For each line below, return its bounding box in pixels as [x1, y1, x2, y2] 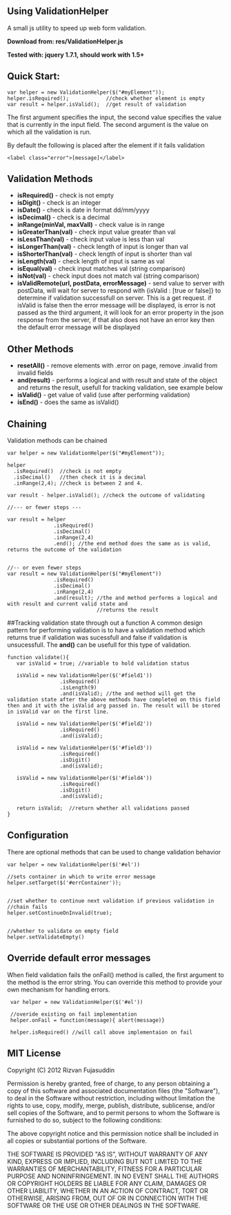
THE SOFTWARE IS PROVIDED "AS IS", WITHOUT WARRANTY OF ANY [7, 1149, 208, 1158]
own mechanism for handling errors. [7, 985, 110, 994]
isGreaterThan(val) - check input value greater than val [17, 228, 176, 237]
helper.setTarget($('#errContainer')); [7, 879, 122, 886]
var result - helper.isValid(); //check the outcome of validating [7, 492, 205, 499]
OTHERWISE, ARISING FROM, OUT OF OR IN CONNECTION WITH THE [7, 1194, 208, 1202]
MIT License [7, 1047, 61, 1059]
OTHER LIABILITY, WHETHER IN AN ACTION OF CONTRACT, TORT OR [7, 1186, 208, 1195]
